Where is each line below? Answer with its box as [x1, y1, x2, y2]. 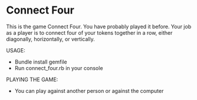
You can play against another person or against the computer [14, 87, 164, 94]
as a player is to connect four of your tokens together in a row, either [6, 29, 173, 36]
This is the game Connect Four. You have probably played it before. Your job [6, 23, 192, 30]
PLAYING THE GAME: [6, 76, 58, 83]
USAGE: [6, 46, 25, 54]
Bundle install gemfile [14, 58, 67, 65]
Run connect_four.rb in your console [14, 64, 103, 71]
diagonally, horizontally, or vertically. [6, 35, 96, 42]
